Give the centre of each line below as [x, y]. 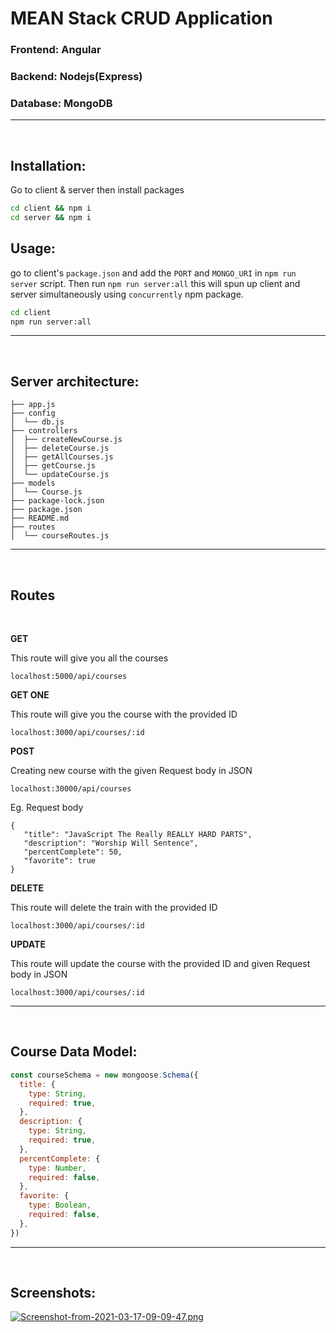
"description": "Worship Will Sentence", [111, 843]
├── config [33, 413]
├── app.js [33, 405]
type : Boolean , [60, 1205]
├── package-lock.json [57, 501]
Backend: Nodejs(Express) [76, 77]
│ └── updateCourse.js [60, 475]
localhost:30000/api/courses [71, 789]
